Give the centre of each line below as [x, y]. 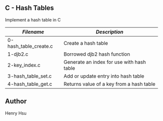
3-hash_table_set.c [30, 76]
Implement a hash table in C [33, 20]
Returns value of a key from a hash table [110, 84]
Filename [33, 32]
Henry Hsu [16, 113]
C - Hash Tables [30, 8]
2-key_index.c [24, 65]
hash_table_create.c [30, 46]
